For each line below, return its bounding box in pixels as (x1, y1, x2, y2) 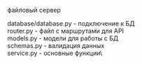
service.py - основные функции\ (7, 49, 103, 57)
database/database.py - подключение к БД (7, 19, 135, 27)
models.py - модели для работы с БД (7, 34, 119, 42)
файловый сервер (7, 6, 62, 14)
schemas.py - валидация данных (7, 42, 105, 49)
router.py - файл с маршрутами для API (7, 27, 125, 35)
